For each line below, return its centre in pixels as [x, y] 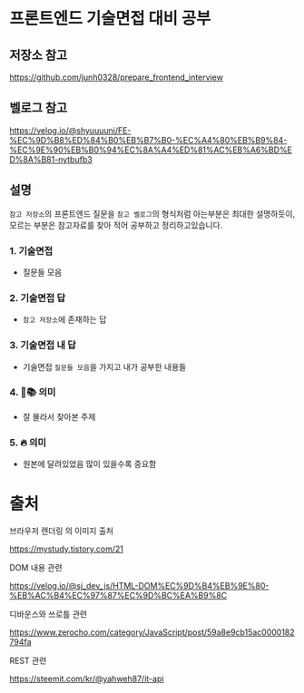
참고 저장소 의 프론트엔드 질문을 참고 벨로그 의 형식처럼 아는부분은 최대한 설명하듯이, [152, 213]
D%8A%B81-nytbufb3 [51, 159]
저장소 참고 [39, 55]
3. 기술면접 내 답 [43, 346]
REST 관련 [28, 661]
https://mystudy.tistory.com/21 [67, 549]
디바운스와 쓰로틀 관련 [49, 614]
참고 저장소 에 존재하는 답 [64, 319]
